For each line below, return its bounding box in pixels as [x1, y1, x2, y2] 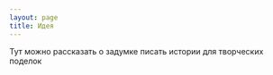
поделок [9, 55, 42, 66]
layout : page [9, 12, 59, 22]
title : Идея [9, 21, 54, 30]
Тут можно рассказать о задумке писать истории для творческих [9, 46, 264, 56]
